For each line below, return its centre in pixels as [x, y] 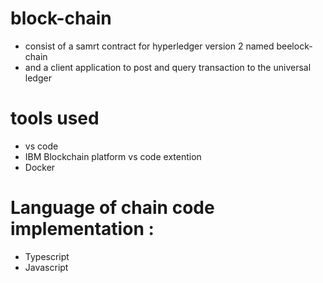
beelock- [294, 46]
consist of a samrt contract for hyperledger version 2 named [149, 46]
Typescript [47, 256]
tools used [55, 118]
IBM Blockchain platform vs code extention [113, 156]
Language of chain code [112, 208]
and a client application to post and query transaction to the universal [168, 67]
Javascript [46, 267]
